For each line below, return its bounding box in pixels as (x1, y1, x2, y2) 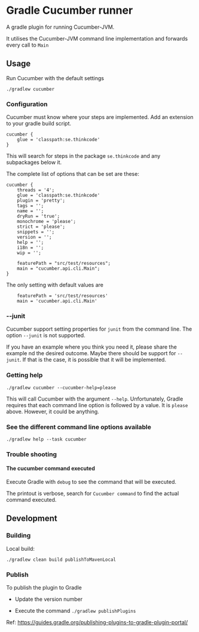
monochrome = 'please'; (17, 219, 76, 225)
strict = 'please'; (17, 224, 66, 230)
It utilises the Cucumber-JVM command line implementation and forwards (6, 35, 188, 42)
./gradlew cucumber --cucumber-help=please (6, 384, 117, 390)
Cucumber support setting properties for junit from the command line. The (6, 325, 192, 332)
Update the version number (14, 596, 82, 603)
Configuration (6, 100, 48, 108)
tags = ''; (17, 203, 44, 209)
